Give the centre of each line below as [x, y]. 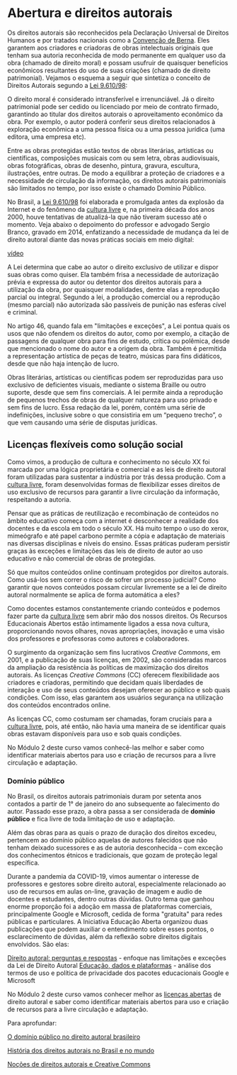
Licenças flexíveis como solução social [95, 445]
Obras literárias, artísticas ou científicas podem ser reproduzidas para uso [115, 377]
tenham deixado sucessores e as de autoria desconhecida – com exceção [115, 848]
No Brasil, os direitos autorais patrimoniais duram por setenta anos [104, 797]
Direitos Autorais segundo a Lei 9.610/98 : [68, 85]
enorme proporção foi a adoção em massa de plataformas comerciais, [110, 907]
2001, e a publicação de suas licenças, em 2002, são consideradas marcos [117, 660]
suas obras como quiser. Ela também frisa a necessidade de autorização [113, 274]
